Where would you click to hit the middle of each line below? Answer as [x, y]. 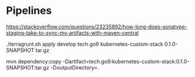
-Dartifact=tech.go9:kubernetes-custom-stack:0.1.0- [126, 61]
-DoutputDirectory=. [75, 67]
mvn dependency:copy [34, 61]
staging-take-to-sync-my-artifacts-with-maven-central [72, 32]
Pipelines [29, 11]
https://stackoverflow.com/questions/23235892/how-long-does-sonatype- [97, 27]
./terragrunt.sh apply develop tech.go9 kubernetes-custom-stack [85, 44]
